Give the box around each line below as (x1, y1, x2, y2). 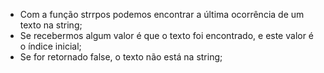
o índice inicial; (19, 40, 82, 52)
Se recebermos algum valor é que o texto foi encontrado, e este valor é (19, 30, 315, 41)
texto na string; (19, 19, 83, 31)
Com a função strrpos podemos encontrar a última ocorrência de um (19, 9, 305, 20)
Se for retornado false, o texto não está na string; (19, 51, 223, 63)
